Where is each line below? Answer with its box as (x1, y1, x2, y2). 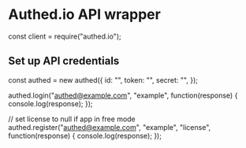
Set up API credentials (8, 54, 120, 68)
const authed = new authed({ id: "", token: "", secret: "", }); (8, 75, 199, 84)
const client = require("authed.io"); (8, 31, 121, 41)
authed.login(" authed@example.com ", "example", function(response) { (8, 91, 238, 100)
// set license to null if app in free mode (8, 114, 136, 124)
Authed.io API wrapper (8, 6, 162, 24)
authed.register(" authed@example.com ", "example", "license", (8, 122, 211, 131)
